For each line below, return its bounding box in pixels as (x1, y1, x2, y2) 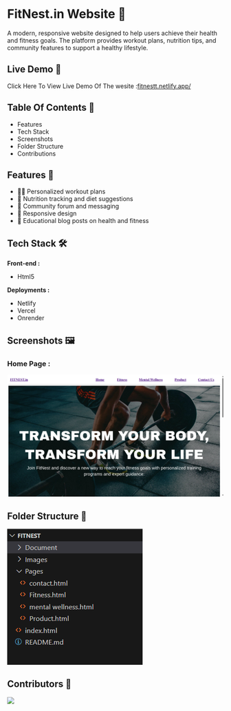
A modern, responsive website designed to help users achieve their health (7, 29, 218, 37)
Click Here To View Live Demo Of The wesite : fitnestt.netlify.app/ (7, 82, 191, 90)
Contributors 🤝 (7, 678, 72, 690)
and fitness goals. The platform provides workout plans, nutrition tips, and (7, 36, 217, 44)
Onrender (16, 314, 45, 322)
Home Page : (7, 359, 51, 368)
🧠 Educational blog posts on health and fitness (16, 217, 149, 225)
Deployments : (7, 286, 50, 295)
